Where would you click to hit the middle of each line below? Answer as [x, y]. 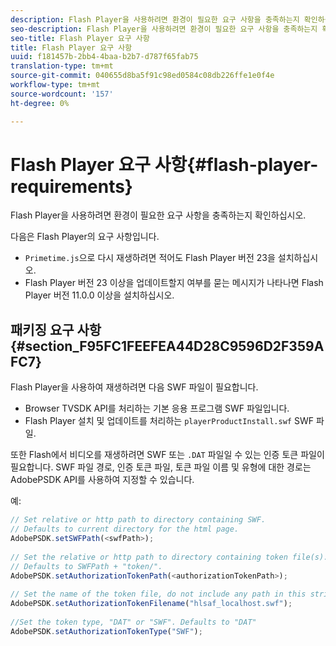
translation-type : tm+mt [62, 66]
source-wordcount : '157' [62, 94]
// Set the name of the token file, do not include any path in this [158, 594]
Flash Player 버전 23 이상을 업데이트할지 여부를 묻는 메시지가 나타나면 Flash [174, 283]
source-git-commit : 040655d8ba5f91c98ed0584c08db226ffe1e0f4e [142, 76]
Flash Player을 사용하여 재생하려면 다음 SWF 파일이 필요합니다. [134, 387]
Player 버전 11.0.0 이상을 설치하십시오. [99, 295]
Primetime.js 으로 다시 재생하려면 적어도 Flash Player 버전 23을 [150, 258]
